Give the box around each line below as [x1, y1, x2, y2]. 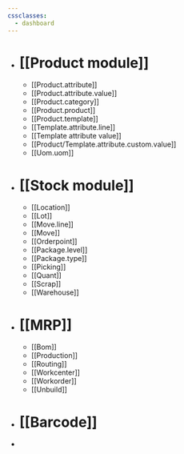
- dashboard [14, 19, 55, 27]
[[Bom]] [30, 342, 57, 352]
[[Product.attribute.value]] [30, 89, 118, 98]
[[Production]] [30, 351, 78, 360]
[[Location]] [30, 203, 70, 212]
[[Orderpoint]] [30, 237, 78, 247]
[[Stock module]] [18, 176, 134, 195]
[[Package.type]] [30, 254, 87, 263]
